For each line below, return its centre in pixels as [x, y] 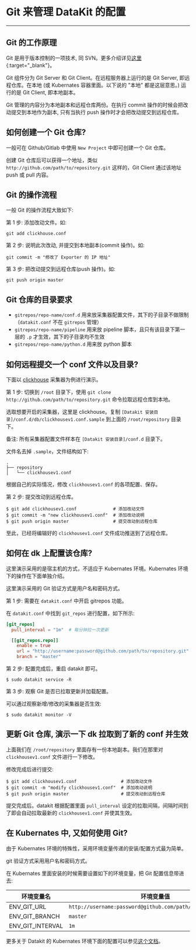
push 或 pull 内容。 [29, 175]
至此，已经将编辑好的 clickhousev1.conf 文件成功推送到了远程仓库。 [88, 533]
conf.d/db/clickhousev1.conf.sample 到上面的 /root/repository [93, 419]
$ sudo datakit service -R [39, 680]
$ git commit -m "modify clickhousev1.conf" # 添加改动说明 [79, 788]
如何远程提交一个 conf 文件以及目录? [72, 364]
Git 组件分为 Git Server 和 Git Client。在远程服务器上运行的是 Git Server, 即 [95, 77]
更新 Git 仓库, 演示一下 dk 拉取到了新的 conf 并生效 [97, 734]
